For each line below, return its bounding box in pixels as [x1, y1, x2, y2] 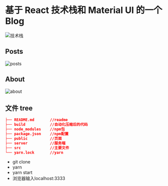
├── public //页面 [5, 136, 62, 141]
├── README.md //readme [5, 118, 68, 123]
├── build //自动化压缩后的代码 [5, 122, 88, 127]
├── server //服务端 [5, 141, 66, 146]
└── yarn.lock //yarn [5, 150, 64, 155]
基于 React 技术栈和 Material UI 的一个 [5, 4, 163, 16]
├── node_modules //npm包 [5, 127, 65, 132]
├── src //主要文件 [5, 145, 70, 150]
